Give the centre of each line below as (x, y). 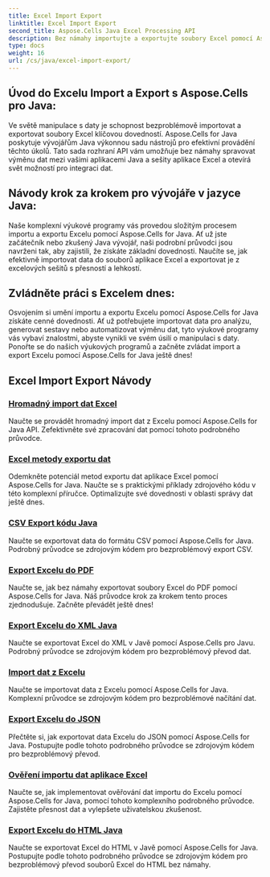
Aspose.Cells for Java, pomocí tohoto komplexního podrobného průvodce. (131, 801)
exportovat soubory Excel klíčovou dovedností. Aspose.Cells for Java (123, 134)
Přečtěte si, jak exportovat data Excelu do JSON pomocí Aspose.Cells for (129, 736)
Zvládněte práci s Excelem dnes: (92, 293)
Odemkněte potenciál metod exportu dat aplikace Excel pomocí (113, 476)
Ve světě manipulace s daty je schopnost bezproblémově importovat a (125, 125)
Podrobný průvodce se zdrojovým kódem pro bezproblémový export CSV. (131, 549)
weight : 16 (27, 53)
